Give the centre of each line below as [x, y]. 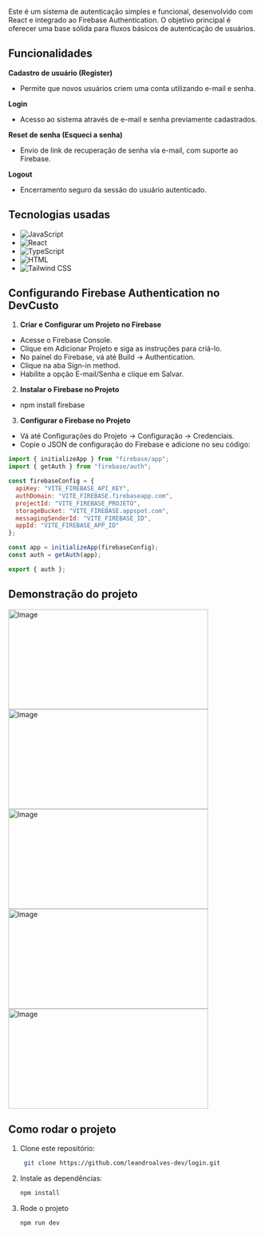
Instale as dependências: [61, 1178]
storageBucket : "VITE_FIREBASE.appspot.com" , [93, 510]
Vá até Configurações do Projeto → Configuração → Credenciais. [127, 436]
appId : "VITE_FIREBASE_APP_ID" [67, 526]
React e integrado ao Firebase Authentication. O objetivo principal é [120, 20]
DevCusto [34, 306]
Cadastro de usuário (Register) [61, 73]
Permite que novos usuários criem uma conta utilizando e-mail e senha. [138, 88]
